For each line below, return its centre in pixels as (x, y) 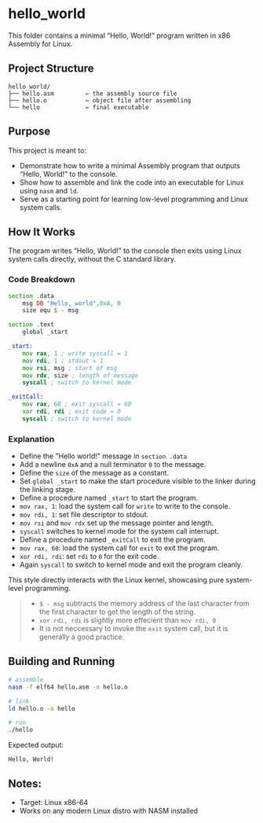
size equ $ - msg (51, 310)
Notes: (25, 783)
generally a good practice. (82, 637)
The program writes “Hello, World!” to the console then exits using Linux (125, 251)
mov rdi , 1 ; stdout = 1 (63, 361)
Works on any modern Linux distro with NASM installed (109, 810)
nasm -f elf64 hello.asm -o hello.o (68, 687)
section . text (31, 325)
